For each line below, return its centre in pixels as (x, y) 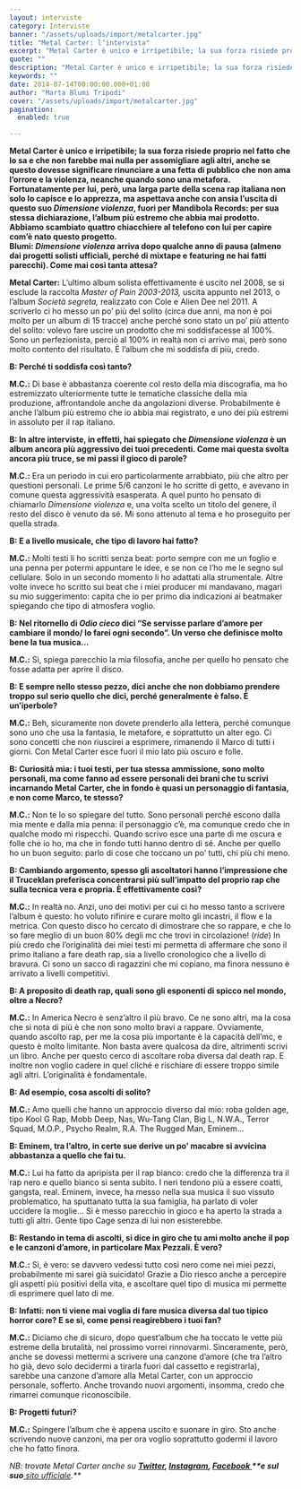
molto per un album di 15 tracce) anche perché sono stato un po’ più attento (149, 321)
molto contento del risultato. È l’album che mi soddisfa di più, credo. (134, 350)
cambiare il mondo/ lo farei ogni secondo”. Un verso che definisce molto (146, 633)
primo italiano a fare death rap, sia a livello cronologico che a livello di (138, 955)
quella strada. (34, 524)
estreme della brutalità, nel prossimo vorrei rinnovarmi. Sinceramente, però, (149, 1347)
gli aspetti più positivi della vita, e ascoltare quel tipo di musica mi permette (148, 1284)
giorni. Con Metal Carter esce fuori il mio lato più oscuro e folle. (126, 752)
